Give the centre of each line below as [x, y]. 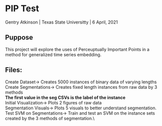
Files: [14, 70]
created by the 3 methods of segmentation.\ [50, 118]
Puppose [19, 38]
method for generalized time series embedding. [53, 54]
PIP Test [22, 9]
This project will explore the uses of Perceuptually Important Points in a [77, 49]
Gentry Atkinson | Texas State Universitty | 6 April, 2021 [62, 22]
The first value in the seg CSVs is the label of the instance [65, 97]
